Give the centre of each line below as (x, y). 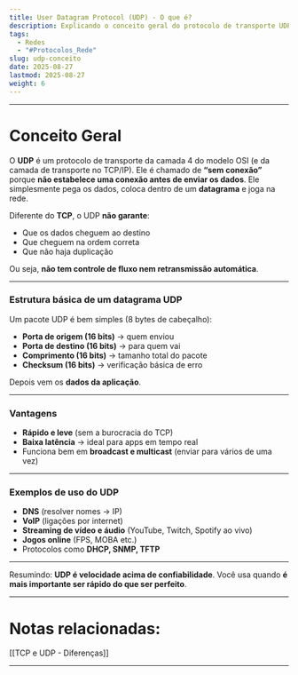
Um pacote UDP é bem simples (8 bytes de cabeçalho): (111, 319)
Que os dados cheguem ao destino (86, 233)
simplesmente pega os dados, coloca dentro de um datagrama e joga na (142, 188)
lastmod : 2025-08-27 (47, 75)
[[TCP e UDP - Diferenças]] (59, 653)
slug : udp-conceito (45, 59)
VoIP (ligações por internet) (73, 521)
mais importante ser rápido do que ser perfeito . (98, 584)
